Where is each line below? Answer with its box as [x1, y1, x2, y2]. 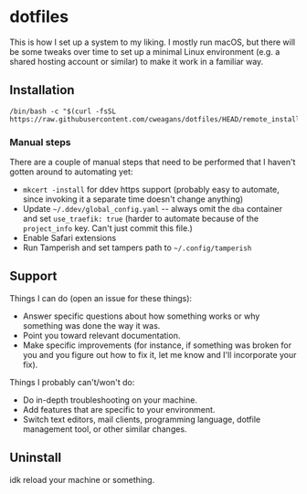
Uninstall [9, 450, 62, 466]
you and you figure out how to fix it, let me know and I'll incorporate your [22, 349, 297, 360]
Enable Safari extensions [22, 233, 117, 244]
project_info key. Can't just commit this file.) [22, 223, 194, 234]
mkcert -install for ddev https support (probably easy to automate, [22, 184, 281, 195]
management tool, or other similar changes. [22, 423, 187, 435]
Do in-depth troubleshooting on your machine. [22, 394, 198, 405]
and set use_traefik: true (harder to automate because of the [22, 213, 259, 225]
